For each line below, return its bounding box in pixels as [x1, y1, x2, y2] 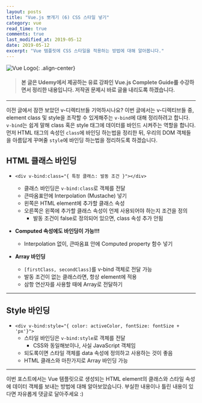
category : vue [6, 20, 42, 26]
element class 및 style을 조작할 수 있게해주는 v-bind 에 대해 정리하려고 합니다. [6, 114, 191, 121]
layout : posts [6, 8, 42, 15]
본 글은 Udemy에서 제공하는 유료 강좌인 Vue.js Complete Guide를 [20, 79, 179, 86]
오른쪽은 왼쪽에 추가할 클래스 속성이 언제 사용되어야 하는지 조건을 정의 [23, 207, 188, 214]
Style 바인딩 [6, 306, 50, 316]
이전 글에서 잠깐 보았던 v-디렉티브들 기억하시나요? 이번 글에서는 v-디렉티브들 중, [6, 106, 194, 114]
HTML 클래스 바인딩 [6, 156, 77, 166]
